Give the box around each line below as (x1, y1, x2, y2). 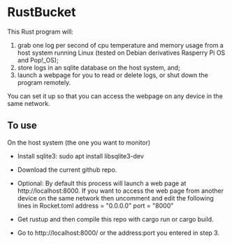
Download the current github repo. (17, 165, 117, 174)
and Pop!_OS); (17, 55, 59, 64)
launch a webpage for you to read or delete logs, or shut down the (17, 71, 208, 79)
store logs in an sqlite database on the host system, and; (17, 63, 180, 72)
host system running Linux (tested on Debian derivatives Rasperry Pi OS (17, 48, 226, 57)
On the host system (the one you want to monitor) (7, 138, 151, 147)
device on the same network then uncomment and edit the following (17, 194, 215, 202)
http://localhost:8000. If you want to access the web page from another (17, 187, 224, 195)
